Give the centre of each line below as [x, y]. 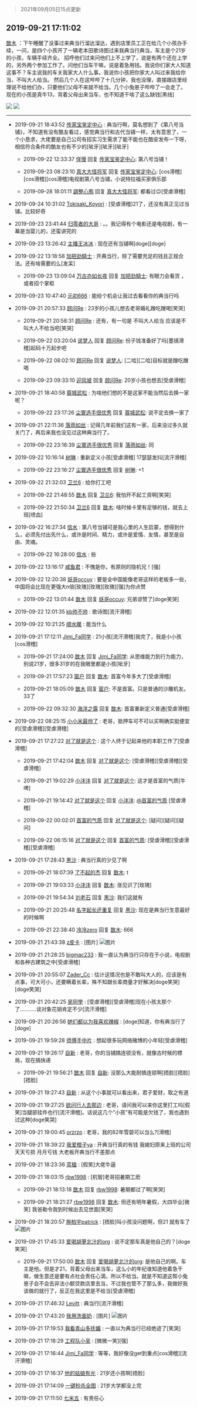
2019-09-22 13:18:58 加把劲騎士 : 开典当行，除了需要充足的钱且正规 [96, 256]
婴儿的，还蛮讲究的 [53, 231]
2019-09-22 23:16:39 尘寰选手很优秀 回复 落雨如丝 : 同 [89, 445]
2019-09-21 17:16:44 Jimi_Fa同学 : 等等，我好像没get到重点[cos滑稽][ [98, 1353]
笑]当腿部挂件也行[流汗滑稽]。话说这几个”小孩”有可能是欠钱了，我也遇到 [102, 1112]
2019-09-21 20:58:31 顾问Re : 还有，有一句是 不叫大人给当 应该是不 [105, 320]
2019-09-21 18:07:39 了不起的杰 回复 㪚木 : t [76, 872]
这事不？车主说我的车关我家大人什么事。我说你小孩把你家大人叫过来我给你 [96, 72]
